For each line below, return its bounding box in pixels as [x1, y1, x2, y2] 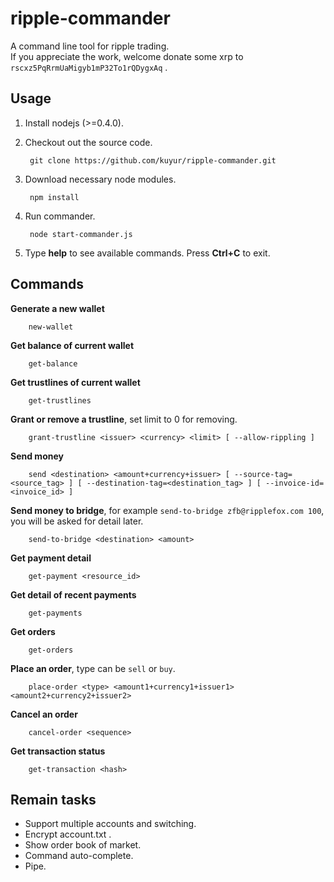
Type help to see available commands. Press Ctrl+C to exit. [24, 247, 271, 259]
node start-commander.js [29, 229, 133, 239]
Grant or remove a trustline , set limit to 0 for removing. [10, 413, 238, 425]
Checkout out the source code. [24, 136, 153, 148]
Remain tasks [10, 791, 97, 808]
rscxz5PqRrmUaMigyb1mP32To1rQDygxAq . [10, 61, 168, 73]
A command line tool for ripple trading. [10, 40, 170, 52]
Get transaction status [10, 745, 106, 757]
